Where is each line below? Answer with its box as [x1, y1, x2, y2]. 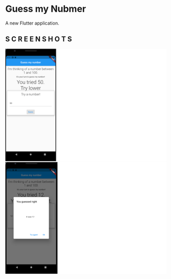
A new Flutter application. [5, 20, 59, 26]
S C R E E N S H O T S [5, 35, 72, 44]
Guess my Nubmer [5, 3, 86, 15]
